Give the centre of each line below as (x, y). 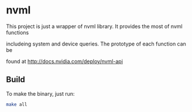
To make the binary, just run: (40, 93)
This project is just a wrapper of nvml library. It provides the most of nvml (94, 26)
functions (18, 32)
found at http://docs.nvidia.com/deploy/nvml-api (64, 61)
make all (17, 104)
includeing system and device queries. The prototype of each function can (96, 44)
